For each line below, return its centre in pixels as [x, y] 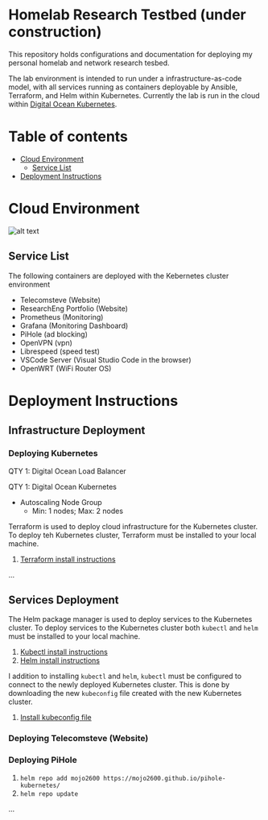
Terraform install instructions [68, 559]
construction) [55, 32]
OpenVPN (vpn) [46, 342]
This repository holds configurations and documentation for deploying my [131, 54]
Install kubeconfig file [56, 718]
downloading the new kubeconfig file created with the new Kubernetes [125, 694]
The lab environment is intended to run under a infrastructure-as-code [125, 78]
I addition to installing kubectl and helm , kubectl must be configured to [125, 676]
